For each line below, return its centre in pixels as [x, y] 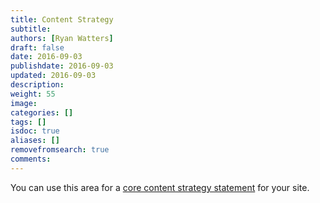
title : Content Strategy [62, 19]
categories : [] [42, 112]
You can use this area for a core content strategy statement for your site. [160, 187]
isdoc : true [35, 131]
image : [24, 103]
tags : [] [28, 122]
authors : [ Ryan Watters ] [62, 38]
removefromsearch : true [60, 150]
